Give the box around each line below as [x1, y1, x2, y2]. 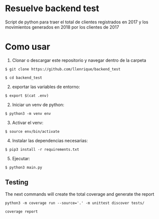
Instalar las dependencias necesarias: [12, 137, 88, 144]
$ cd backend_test [5, 75, 42, 80]
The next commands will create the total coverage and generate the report [5, 191, 155, 197]
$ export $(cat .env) [5, 93, 49, 98]
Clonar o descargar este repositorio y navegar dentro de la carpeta [12, 57, 146, 63]
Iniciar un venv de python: [12, 102, 65, 108]
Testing [5, 178, 29, 186]
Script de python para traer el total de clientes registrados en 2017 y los [5, 19, 148, 25]
